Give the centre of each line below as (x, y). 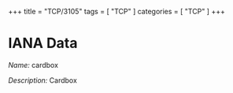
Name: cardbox (33, 65)
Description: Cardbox (43, 80)
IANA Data (43, 43)
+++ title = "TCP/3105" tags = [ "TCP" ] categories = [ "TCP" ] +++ (117, 11)
